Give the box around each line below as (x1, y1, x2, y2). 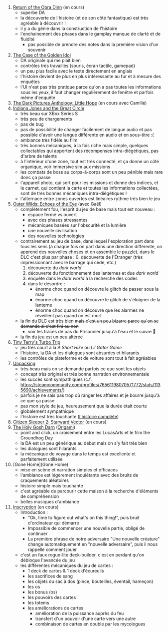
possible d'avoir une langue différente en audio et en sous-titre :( (20, 132, 154, 138)
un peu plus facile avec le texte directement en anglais (20, 68, 133, 74)
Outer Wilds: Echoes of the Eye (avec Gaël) (12, 201, 102, 207)
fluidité (20, 36, 35, 42)
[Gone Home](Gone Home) (12, 461, 69, 467)
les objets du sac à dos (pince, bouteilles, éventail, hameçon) (27, 578, 154, 584)
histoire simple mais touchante (20, 483, 84, 488)
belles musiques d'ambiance (20, 499, 79, 504)
